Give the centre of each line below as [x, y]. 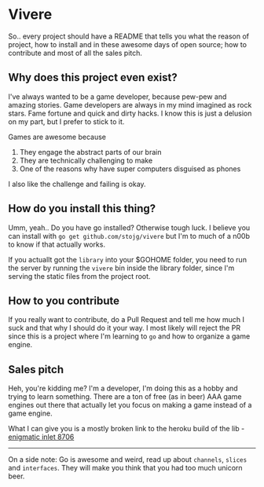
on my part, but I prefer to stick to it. [66, 121]
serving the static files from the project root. [79, 276]
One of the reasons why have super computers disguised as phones [130, 168]
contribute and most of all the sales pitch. [75, 53]
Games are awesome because [57, 137]
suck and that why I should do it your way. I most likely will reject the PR [125, 328]
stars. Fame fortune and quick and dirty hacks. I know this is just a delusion [130, 113]
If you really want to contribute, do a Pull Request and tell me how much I [126, 320]
